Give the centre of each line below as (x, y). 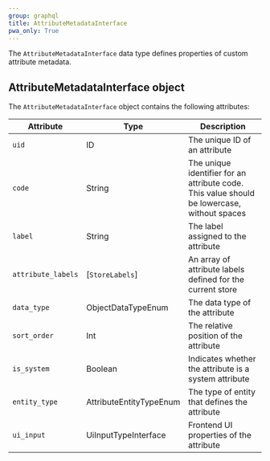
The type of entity (222, 392)
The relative (211, 326)
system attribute (219, 379)
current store (213, 290)
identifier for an (217, 173)
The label (206, 226)
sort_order (33, 336)
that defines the (218, 402)
